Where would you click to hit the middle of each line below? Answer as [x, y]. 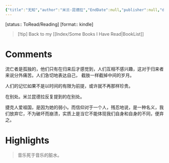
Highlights [27, 140]
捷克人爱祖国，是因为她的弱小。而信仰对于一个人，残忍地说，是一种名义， [82, 107]
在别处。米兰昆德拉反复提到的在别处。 [45, 97]
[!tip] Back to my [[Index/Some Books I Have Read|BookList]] [81, 34]
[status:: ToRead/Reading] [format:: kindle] [49, 24]
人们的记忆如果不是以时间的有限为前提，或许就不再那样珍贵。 [69, 86]
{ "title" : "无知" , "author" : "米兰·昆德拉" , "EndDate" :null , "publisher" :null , [82, 10]
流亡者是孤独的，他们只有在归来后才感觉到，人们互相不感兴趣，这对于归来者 [84, 69]
